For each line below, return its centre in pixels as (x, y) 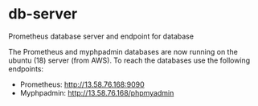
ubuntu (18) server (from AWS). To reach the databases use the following (129, 60)
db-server (43, 14)
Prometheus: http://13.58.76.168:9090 (82, 84)
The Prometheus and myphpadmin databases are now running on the (123, 51)
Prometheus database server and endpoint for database (101, 36)
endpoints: (26, 68)
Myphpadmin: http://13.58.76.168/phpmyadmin (97, 92)
